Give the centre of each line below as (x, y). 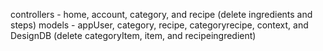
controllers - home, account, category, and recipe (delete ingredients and (161, 14)
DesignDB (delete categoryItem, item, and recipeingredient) (133, 35)
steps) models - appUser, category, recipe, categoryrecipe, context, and (159, 25)
